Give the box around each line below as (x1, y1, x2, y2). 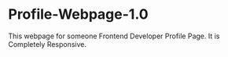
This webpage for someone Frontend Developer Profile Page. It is (8, 31, 220, 41)
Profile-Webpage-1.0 (8, 5, 149, 23)
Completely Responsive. (8, 39, 87, 48)
